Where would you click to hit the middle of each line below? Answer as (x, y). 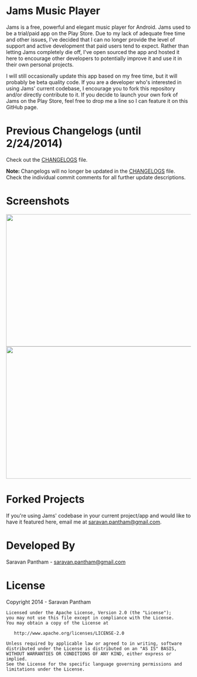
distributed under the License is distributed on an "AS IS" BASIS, (91, 648)
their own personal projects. (40, 64)
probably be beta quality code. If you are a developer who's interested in (94, 82)
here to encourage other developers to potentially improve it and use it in (94, 58)
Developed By (41, 545)
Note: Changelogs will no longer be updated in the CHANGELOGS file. (91, 171)
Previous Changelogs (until (74, 131)
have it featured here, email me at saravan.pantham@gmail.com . (84, 522)
